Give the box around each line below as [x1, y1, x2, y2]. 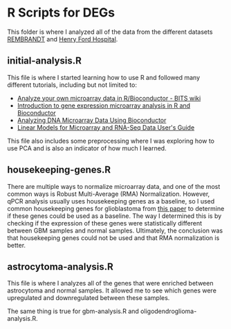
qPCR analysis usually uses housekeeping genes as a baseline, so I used [7, 197, 215, 205]
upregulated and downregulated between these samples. [7, 294, 170, 302]
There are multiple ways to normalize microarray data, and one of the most [7, 182, 221, 190]
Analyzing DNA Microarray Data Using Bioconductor [17, 116, 167, 124]
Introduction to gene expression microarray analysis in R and [17, 101, 191, 110]
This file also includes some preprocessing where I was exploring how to [7, 137, 214, 145]
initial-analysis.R [7, 55, 82, 67]
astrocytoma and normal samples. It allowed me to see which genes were [7, 286, 216, 295]
